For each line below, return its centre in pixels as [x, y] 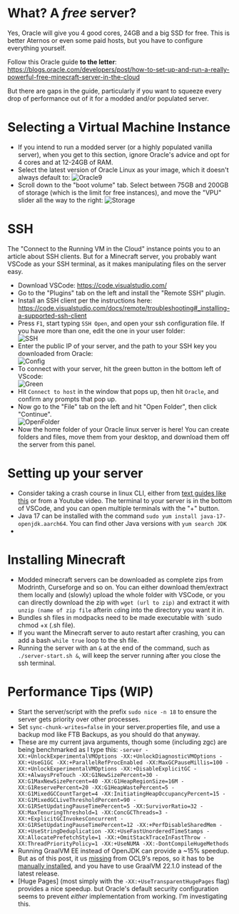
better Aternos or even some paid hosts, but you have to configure [105, 40]
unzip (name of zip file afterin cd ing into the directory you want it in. [121, 610]
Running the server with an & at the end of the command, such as [114, 648]
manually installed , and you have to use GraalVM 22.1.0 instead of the [120, 865]
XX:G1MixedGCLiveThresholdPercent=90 [74, 800]
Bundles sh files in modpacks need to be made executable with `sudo [120, 617]
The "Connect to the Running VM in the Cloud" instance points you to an [114, 248]
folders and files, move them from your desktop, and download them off [123, 437]
